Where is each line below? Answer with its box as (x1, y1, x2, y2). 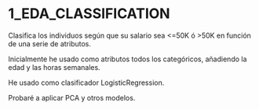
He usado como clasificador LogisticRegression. (8, 78, 165, 87)
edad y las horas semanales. (8, 62, 100, 71)
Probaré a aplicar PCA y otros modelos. (8, 93, 136, 102)
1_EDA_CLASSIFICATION (8, 5, 170, 23)
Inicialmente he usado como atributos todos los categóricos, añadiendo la (8, 54, 247, 64)
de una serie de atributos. (8, 38, 92, 48)
